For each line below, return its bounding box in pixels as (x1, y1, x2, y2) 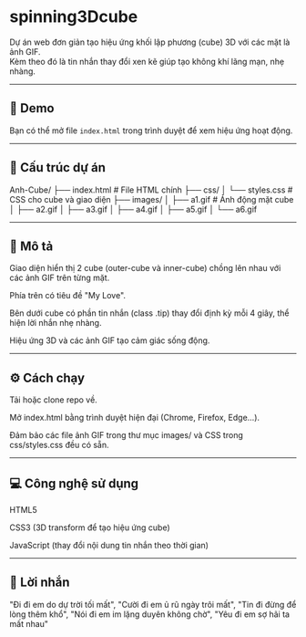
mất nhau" (9, 618, 48, 629)
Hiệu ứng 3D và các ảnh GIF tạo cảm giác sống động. (9, 335, 210, 346)
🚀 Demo (9, 100, 55, 116)
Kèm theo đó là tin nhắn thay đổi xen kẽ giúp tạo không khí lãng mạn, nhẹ (9, 56, 285, 67)
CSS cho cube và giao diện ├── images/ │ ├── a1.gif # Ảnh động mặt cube (9, 193, 294, 204)
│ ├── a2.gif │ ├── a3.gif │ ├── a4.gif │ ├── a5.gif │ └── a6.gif (9, 204, 258, 214)
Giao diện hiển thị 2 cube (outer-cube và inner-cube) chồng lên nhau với (9, 263, 281, 274)
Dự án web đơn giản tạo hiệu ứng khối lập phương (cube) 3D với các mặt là (9, 37, 291, 47)
